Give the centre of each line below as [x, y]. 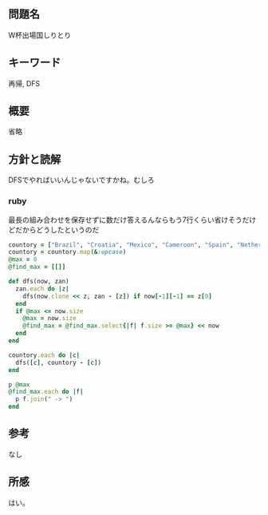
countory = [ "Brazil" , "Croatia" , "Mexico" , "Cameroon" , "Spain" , [121, 245]
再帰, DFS [24, 83]
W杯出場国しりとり [40, 35]
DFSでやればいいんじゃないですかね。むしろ [81, 180]
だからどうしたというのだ [57, 229]
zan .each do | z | [42, 289]
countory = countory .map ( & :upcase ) [67, 252]
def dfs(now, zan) [39, 282]
